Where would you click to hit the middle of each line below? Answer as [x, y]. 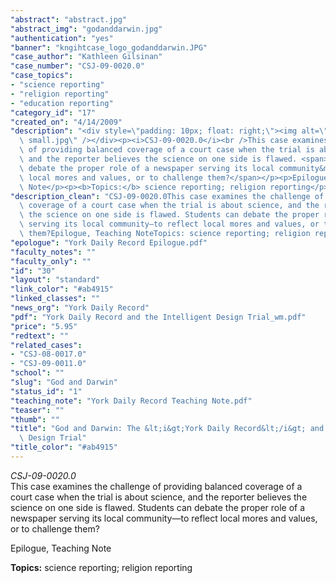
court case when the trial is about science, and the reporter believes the [159, 497]
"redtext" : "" [40, 336]
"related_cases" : [46, 345]
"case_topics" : [42, 76]
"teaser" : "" [37, 410]
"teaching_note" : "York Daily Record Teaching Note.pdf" [131, 401]
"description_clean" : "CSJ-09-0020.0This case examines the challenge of [167, 196]
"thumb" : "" [35, 419]
